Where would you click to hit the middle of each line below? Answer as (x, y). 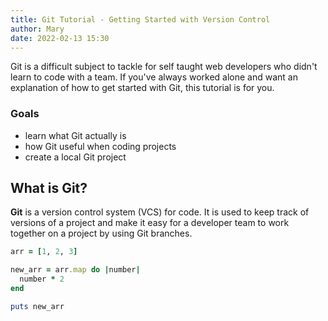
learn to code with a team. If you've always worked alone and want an (154, 77)
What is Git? (49, 188)
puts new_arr (37, 306)
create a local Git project (75, 157)
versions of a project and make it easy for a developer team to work (150, 223)
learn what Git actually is (75, 135)
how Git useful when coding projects (100, 146)
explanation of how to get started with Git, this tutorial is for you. (142, 88)
